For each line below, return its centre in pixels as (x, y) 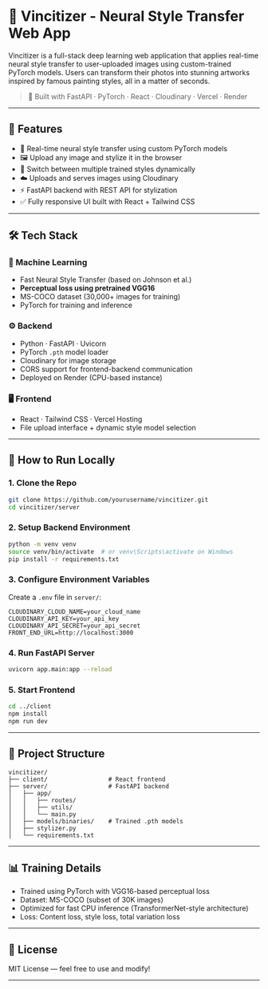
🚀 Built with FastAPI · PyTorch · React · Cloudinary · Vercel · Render (138, 96)
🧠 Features (35, 129)
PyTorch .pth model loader (64, 352)
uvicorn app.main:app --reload (60, 669)
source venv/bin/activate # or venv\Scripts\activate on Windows (121, 551)
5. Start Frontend (42, 690)
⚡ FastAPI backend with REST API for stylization (99, 190)
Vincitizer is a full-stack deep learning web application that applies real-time (134, 55)
